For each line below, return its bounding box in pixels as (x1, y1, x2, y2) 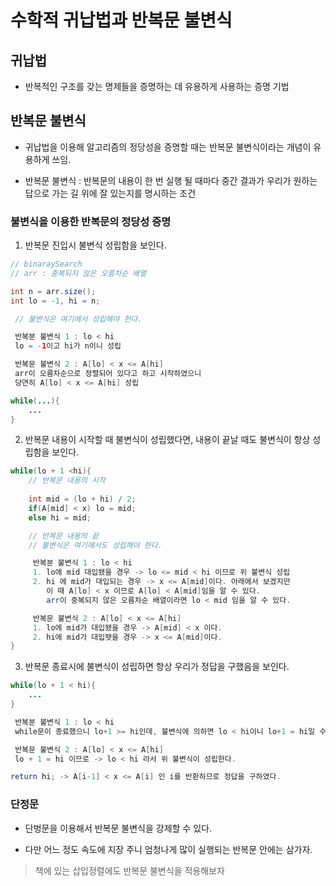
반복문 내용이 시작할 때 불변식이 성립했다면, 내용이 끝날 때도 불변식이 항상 (24, 434, 311, 446)
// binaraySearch (10, 259, 83, 270)
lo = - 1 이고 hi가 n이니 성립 (14, 341, 122, 351)
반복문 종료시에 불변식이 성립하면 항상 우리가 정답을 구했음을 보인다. (24, 661, 290, 673)
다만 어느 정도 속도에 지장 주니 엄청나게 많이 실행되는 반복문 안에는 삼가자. (24, 843, 313, 855)
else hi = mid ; (28, 512, 92, 523)
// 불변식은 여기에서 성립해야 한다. (14, 314, 143, 324)
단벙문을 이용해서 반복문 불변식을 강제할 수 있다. (24, 822, 212, 834)
